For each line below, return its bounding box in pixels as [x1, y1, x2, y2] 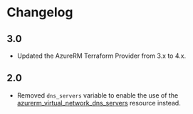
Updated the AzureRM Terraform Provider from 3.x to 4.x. [16, 51, 187, 60]
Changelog [6, 4, 73, 21]
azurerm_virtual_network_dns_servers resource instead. [16, 98, 181, 107]
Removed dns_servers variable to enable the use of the [16, 90, 179, 100]
